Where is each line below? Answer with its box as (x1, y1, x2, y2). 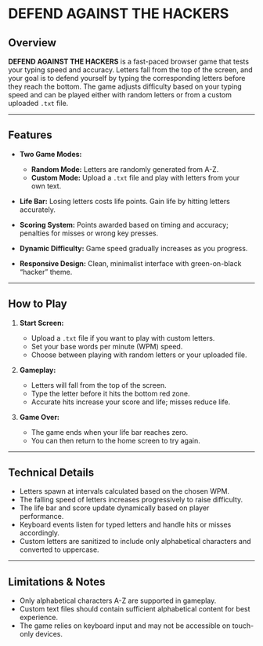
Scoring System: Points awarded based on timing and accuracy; (19, 220, 229, 229)
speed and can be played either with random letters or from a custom (8, 90, 232, 99)
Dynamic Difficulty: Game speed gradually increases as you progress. (19, 243, 248, 253)
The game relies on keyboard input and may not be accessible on (19, 621, 231, 630)
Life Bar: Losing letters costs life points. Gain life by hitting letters (19, 196, 231, 206)
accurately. (19, 205, 56, 214)
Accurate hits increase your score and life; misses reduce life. (31, 397, 231, 407)
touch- (232, 621, 254, 630)
